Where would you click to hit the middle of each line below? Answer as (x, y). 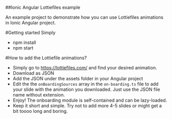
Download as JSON (33, 73)
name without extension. (39, 95)
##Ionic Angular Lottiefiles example (43, 7)
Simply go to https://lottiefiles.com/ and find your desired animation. (85, 68)
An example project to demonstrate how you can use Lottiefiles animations (84, 17)
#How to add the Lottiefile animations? (46, 58)
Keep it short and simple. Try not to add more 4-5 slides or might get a (87, 106)
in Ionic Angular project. (31, 23)
